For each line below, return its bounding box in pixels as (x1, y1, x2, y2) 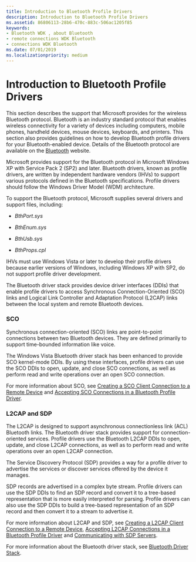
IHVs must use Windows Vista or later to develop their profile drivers (6, 258, 172, 265)
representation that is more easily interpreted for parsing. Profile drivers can (6, 496, 190, 503)
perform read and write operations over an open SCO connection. (6, 371, 165, 378)
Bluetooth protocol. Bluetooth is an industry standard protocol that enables (6, 116, 187, 123)
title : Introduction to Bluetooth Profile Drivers (6, 8, 133, 15)
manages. (6, 472, 31, 479)
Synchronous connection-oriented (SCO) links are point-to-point (6, 328, 163, 335)
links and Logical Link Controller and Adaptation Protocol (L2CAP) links (6, 294, 178, 301)
